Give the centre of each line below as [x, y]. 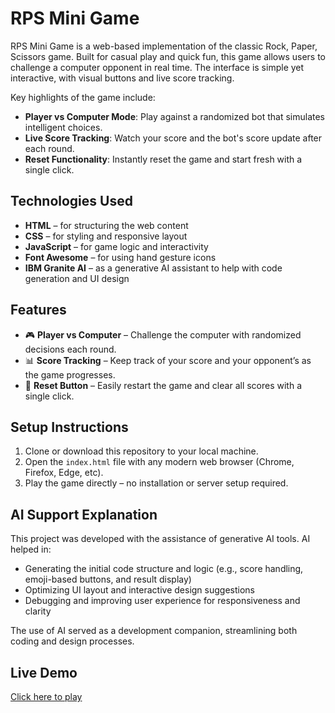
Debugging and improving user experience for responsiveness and [162, 601]
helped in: [31, 549]
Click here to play [46, 696]
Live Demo [44, 672]
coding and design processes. [72, 641]
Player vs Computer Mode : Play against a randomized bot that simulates [175, 116]
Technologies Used [71, 201]
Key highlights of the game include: [83, 97]
